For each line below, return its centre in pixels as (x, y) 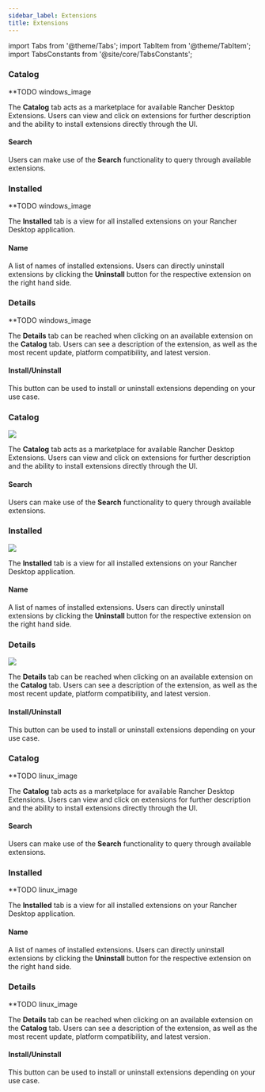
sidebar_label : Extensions (53, 15)
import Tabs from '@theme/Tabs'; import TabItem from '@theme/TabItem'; (130, 45)
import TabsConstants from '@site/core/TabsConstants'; (100, 54)
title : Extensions (38, 23)
